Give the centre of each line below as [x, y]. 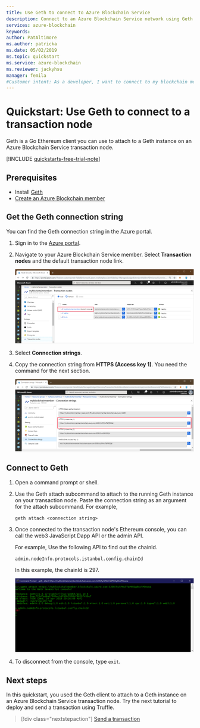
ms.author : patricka [32, 44]
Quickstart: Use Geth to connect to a [98, 112]
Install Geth [29, 192]
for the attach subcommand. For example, [66, 506]
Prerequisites [32, 178]
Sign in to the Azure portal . [48, 243]
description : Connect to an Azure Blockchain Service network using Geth [100, 19]
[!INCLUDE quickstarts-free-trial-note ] [53, 159]
